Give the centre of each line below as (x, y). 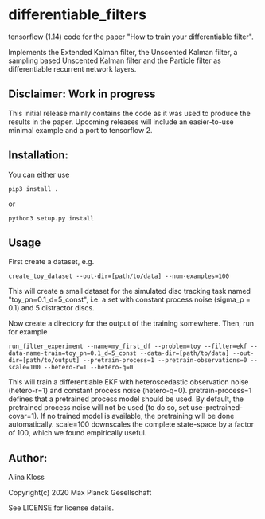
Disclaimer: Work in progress (82, 94)
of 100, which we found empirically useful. (78, 433)
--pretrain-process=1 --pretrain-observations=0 (165, 361)
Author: (28, 458)
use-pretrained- (217, 408)
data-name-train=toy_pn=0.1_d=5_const (72, 353)
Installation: (39, 156)
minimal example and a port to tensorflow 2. (80, 130)
